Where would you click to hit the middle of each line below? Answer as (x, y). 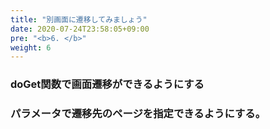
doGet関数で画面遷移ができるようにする (107, 84)
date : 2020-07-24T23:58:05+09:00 (80, 29)
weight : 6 (31, 47)
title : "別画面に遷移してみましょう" (79, 19)
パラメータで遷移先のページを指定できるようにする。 (138, 114)
